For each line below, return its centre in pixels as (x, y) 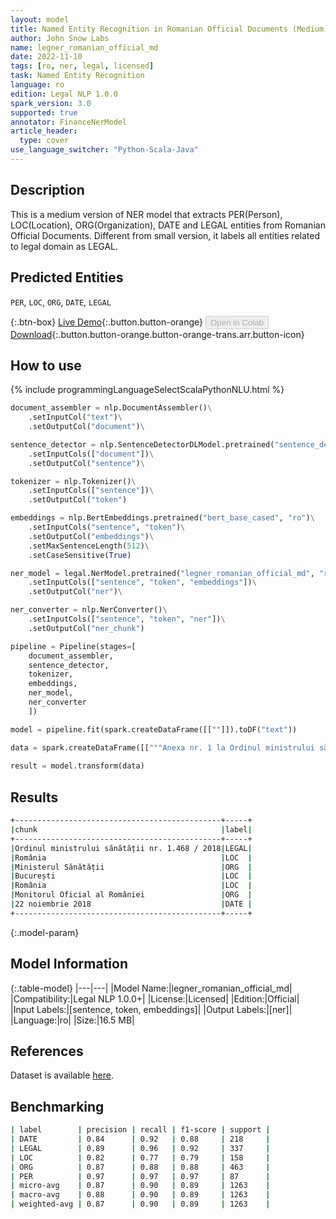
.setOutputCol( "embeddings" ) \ (91, 536)
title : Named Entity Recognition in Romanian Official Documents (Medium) (169, 29)
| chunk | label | (131, 830)
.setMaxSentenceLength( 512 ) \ (89, 546)
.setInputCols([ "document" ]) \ (91, 454)
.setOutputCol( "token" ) (78, 500)
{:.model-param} (45, 932)
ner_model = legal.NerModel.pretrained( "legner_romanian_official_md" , (162, 573)
